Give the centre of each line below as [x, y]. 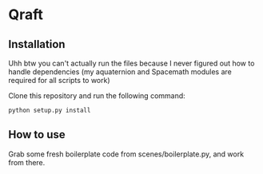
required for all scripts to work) [59, 80]
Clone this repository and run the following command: [97, 96]
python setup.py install [50, 110]
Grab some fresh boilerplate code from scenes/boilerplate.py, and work [126, 154]
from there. [27, 162]
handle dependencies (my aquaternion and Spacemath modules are [120, 72]
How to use [37, 134]
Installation [37, 44]
